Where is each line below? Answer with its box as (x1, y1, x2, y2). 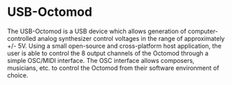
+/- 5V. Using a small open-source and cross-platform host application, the (7, 41, 222, 50)
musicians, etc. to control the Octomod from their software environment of (7, 64, 220, 72)
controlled (7, 34, 37, 42)
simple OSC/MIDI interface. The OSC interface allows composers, (7, 56, 195, 64)
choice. (7, 70, 29, 79)
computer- (188, 27, 218, 35)
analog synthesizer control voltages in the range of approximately (37, 34, 225, 42)
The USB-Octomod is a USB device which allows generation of (7, 27, 187, 35)
